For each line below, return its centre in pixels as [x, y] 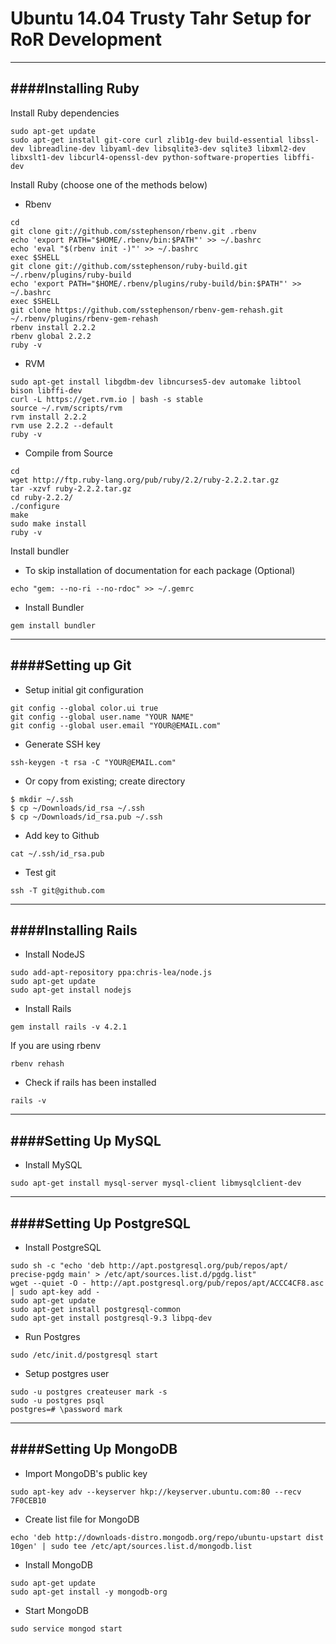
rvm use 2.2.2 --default [62, 425]
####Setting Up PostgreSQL [100, 1223]
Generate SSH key [62, 744]
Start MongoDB [56, 1610]
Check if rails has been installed [90, 1083]
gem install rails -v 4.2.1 [69, 1027]
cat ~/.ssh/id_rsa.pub [57, 853]
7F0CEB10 [28, 1500]
